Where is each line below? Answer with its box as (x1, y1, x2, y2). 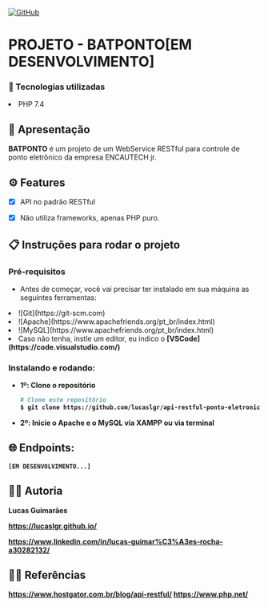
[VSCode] (166, 334, 201, 343)
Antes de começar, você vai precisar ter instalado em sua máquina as (19, 284, 250, 293)
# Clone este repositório (19, 396, 106, 404)
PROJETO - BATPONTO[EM (8, 36, 192, 54)
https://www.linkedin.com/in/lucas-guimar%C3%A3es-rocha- (8, 536, 223, 546)
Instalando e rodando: (8, 362, 96, 373)
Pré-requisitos (8, 265, 66, 277)
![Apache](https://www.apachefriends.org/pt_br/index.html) (18, 317, 216, 326)
